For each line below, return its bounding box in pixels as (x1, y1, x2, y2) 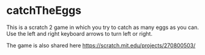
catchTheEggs (6, 4, 81, 18)
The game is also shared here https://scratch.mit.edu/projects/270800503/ (6, 42, 196, 49)
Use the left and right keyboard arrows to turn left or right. (6, 30, 153, 37)
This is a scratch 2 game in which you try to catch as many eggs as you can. (6, 24, 199, 31)
